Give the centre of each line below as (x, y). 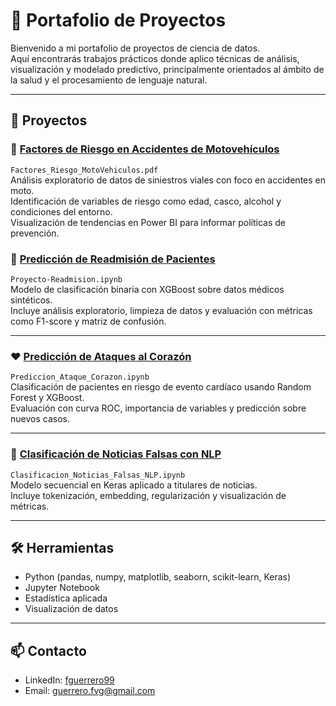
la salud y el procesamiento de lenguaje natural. (109, 80)
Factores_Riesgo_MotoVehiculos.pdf (84, 170)
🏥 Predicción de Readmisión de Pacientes (113, 259)
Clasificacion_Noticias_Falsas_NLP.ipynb (98, 475)
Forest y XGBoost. (47, 398)
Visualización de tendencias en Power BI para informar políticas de (148, 222)
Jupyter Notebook (62, 588)
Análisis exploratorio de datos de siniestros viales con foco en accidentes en (168, 180)
